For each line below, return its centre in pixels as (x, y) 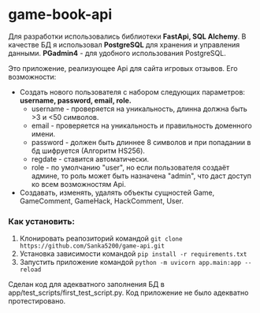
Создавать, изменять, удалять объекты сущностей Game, (117, 192)
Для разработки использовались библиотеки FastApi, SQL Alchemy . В (127, 36)
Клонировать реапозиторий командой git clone (101, 239)
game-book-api (60, 15)
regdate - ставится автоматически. (90, 158)
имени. (43, 134)
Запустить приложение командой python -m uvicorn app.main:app (130, 263)
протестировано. (37, 301)
